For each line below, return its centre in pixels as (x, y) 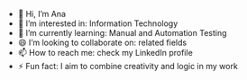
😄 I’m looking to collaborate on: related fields (102, 42)
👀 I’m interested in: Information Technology (98, 23)
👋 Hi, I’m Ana (41, 14)
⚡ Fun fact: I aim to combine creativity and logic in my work (128, 66)
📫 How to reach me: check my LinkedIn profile (105, 53)
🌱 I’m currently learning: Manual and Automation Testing (122, 33)
